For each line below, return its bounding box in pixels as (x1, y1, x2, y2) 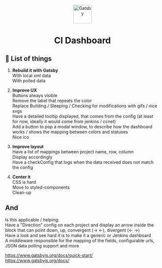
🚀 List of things (5, 54, 52, 63)
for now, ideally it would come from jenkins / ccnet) (12, 119, 116, 124)
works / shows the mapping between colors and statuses (12, 129, 129, 135)
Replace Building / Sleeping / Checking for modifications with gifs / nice (12, 103, 158, 109)
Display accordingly (12, 154, 53, 160)
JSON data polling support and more (5, 243, 80, 248)
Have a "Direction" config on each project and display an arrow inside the (5, 222, 154, 228)
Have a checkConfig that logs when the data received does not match (12, 159, 154, 165)
